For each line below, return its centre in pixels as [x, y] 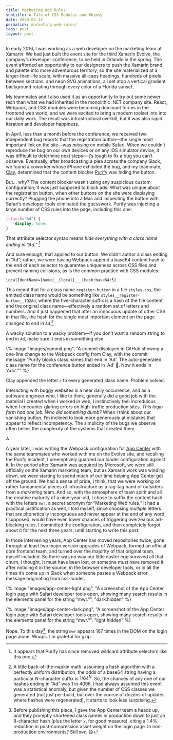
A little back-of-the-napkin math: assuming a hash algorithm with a [84, 667]
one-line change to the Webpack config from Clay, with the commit [77, 354]
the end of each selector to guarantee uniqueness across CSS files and [81, 265]
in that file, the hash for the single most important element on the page [80, 317]
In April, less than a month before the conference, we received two [76, 134]
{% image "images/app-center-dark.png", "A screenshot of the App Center [85, 609]
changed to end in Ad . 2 [30, 323]
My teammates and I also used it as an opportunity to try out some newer [83, 97]
